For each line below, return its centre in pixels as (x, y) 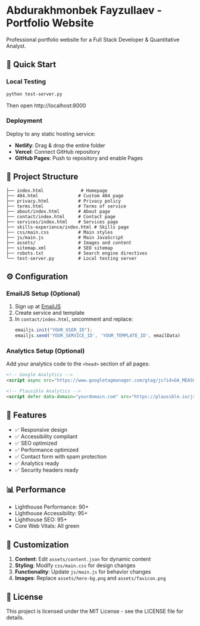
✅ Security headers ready (46, 470)
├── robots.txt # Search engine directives (77, 253)
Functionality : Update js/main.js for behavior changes (83, 572)
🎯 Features (26, 415)
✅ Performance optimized (47, 450)
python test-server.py (34, 94)
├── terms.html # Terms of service (66, 206)
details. (15, 618)
